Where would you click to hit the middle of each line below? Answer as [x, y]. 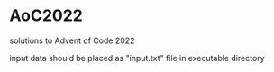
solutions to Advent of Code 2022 [72, 40]
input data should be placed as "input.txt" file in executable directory [137, 58]
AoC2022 [46, 16]
